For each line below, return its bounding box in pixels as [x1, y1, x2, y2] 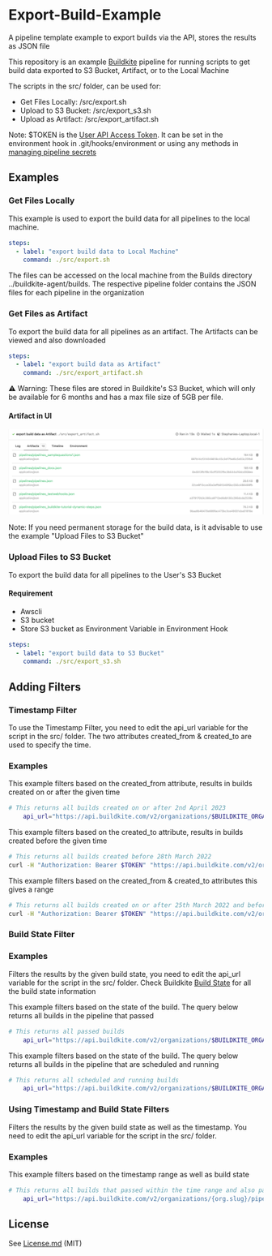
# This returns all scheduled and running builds [8, 1076, 180, 1084]
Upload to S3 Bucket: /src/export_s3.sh [19, 105, 151, 115]
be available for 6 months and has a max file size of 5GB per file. [8, 392, 224, 402]
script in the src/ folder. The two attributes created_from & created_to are [8, 732, 253, 742]
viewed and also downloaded [8, 335, 107, 345]
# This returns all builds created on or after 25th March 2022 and [8, 901, 244, 910]
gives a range [8, 884, 54, 894]
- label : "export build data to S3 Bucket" [15, 649, 164, 657]
